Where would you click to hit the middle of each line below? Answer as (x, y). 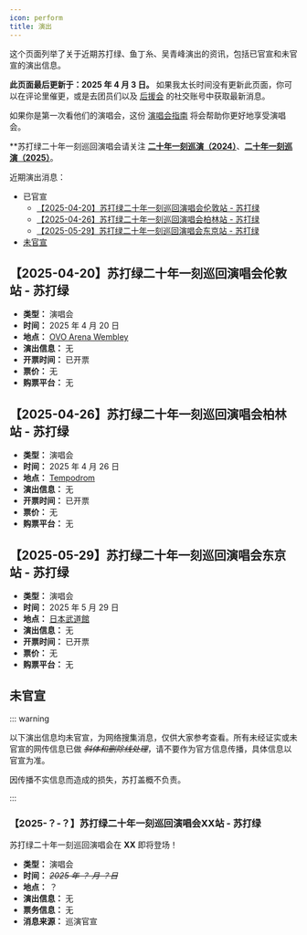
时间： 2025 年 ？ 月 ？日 (70, 876)
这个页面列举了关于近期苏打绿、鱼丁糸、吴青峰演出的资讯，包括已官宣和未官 (153, 53)
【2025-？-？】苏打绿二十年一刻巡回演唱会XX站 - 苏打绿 (136, 823)
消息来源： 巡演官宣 (60, 921)
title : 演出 (31, 26)
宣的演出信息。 (37, 65)
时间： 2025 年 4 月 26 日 (71, 467)
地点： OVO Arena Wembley (75, 337)
